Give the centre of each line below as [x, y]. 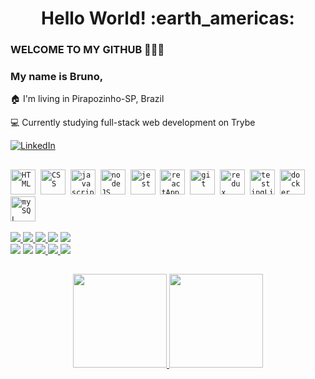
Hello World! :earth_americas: [168, 18]
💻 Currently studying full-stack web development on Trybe [133, 123]
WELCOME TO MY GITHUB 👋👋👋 [87, 50]
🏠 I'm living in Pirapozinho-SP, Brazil [87, 99]
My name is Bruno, [57, 77]
